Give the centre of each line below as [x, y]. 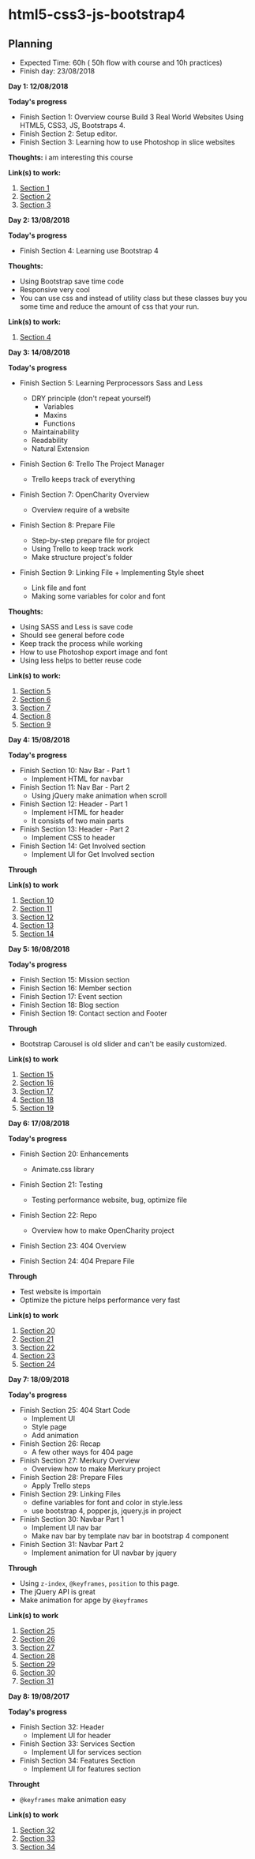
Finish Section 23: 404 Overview [73, 1246]
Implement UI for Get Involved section [93, 854]
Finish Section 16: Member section [75, 988]
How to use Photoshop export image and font [94, 652]
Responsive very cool [55, 289]
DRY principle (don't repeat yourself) [91, 398]
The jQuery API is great [58, 1592]
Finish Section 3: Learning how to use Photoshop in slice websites [127, 142]
